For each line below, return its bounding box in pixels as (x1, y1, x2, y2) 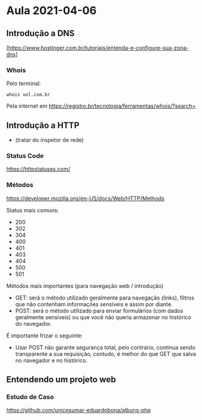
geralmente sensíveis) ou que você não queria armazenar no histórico (15, 313, 192, 321)
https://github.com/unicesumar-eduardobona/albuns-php (6, 407, 151, 414)
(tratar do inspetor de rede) (15, 136, 84, 144)
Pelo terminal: (6, 80, 41, 87)
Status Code (6, 152, 44, 160)
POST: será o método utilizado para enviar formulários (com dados (15, 307, 184, 314)
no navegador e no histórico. (15, 356, 88, 364)
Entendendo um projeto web (6, 374, 117, 385)
